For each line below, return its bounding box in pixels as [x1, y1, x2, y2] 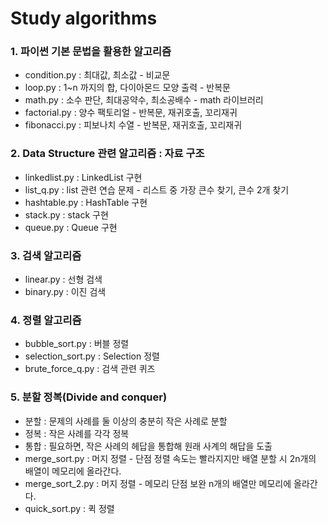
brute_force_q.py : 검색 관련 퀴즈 [24, 363, 156, 375]
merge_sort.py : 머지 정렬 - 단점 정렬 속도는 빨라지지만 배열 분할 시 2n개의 [24, 452, 317, 464]
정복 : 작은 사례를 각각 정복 [24, 427, 130, 439]
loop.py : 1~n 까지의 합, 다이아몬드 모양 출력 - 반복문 [24, 82, 231, 94]
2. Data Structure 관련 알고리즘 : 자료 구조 [10, 147, 205, 161]
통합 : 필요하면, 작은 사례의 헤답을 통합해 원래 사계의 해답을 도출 [24, 440, 273, 452]
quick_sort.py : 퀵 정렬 [24, 502, 115, 514]
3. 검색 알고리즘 [10, 248, 82, 262]
